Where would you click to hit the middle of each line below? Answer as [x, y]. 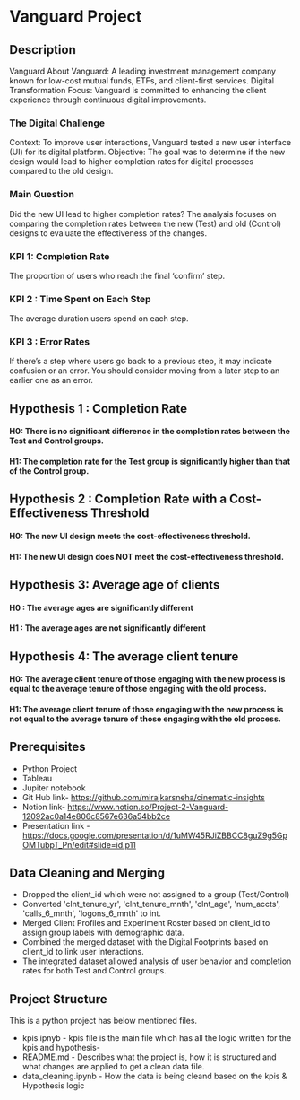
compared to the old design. [61, 171]
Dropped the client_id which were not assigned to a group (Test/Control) [156, 895]
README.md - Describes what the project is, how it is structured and [149, 1057]
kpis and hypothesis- [61, 1048]
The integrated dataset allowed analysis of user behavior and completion [157, 961]
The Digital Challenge [57, 123]
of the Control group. [49, 471]
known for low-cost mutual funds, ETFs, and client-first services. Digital [142, 81]
